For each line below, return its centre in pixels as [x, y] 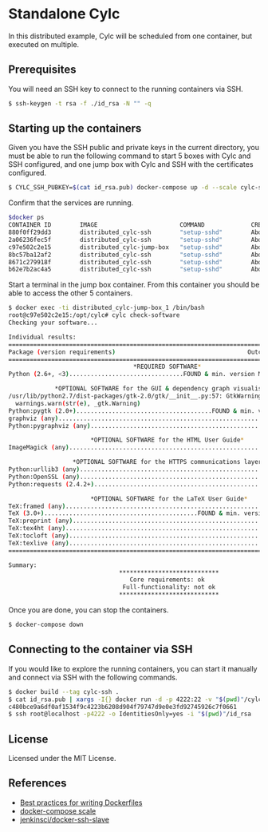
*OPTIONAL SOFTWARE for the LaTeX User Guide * [169, 499]
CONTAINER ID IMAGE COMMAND [106, 225]
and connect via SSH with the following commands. [93, 677]
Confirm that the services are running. [71, 203]
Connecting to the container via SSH [100, 650]
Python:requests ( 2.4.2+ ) [51, 484]
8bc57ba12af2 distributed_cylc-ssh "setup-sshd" [116, 255]
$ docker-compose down [46, 625]
